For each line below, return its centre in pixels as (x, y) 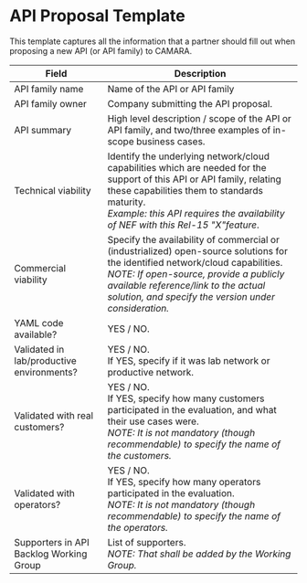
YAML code (39, 323)
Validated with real (54, 415)
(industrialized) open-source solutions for (197, 250)
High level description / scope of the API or (200, 118)
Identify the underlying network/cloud (188, 156)
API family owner (50, 103)
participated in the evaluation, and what (192, 409)
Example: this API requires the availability (196, 213)
